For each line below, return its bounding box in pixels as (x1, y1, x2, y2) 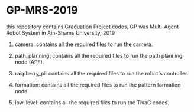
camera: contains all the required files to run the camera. (14, 41, 153, 48)
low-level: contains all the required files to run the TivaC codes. (14, 98, 170, 106)
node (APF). (14, 58, 44, 65)
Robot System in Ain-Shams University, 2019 (6, 29, 115, 36)
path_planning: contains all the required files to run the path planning (14, 52, 183, 59)
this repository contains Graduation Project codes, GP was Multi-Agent (6, 23, 179, 30)
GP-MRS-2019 (6, 4, 78, 17)
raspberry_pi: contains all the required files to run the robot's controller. (14, 70, 189, 77)
